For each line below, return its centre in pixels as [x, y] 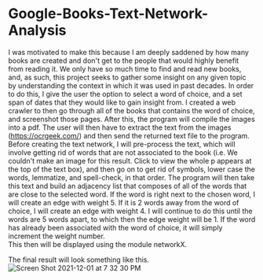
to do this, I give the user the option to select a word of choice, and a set [125, 94]
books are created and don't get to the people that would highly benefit [124, 61]
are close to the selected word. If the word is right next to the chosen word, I [131, 194]
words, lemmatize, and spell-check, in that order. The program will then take [131, 177]
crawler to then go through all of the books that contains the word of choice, [131, 110]
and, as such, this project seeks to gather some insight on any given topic [127, 77]
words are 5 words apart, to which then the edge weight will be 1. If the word [132, 219]
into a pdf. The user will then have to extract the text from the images [120, 127]
